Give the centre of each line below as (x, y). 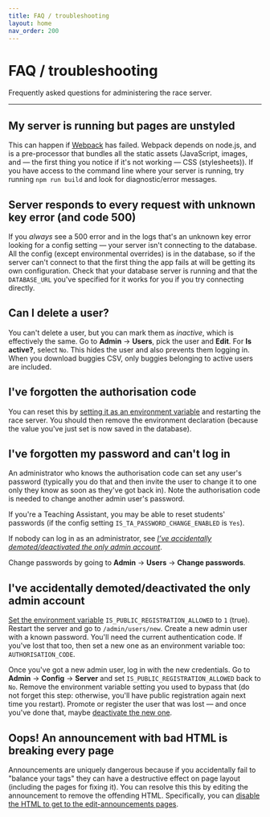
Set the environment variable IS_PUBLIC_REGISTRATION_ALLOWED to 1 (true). (129, 620)
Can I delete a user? (59, 314)
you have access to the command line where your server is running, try (126, 171)
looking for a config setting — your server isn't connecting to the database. (133, 245)
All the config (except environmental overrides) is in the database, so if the (132, 254)
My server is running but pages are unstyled (122, 126)
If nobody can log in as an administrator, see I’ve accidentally (110, 538)
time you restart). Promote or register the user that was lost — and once (127, 704)
